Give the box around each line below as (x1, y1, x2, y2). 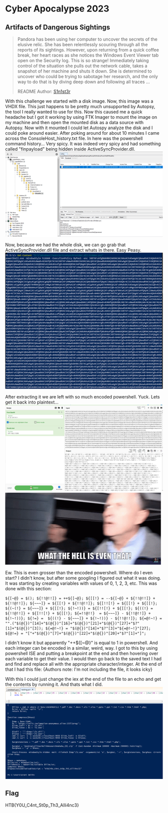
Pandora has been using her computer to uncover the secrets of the (17, 36, 157, 42)
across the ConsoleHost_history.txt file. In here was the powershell (5, 136, 143, 141)
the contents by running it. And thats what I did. (5, 681, 103, 687)
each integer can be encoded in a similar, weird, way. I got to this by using (5, 645, 158, 651)
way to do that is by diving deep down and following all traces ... (17, 79, 150, 85)
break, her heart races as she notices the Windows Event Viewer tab (17, 52, 159, 58)
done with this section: (5, 585, 52, 591)
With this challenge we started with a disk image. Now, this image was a (5, 98, 153, 104)
